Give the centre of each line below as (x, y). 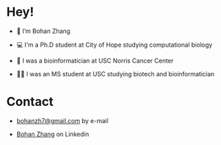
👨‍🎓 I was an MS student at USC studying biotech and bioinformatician (115, 74)
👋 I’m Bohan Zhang (43, 31)
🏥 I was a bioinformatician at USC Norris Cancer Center (95, 60)
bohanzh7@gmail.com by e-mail (62, 120)
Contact (30, 102)
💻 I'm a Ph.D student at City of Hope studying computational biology (114, 45)
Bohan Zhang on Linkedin (53, 134)
